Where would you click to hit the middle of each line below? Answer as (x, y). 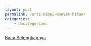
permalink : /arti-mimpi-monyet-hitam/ (45, 14)
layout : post (19, 10)
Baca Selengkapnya (26, 38)
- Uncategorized (31, 24)
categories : (17, 19)
